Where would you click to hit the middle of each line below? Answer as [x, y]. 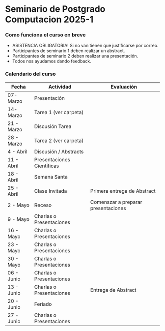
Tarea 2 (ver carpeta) [59, 140]
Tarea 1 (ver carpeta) [59, 112]
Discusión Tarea [53, 126]
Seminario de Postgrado [55, 9]
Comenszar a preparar [116, 202]
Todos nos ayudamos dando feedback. [52, 61]
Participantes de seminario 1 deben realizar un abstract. [69, 51]
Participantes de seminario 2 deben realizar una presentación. [75, 56]
